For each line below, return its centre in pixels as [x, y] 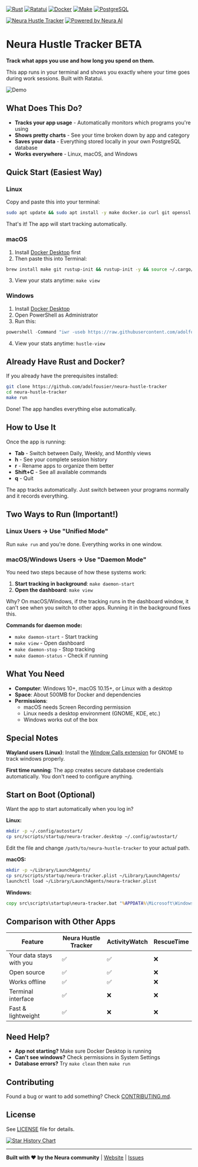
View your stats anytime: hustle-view [60, 343]
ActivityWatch [128, 942]
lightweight [24, 1016]
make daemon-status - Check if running [61, 655]
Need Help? [28, 1037]
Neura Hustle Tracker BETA [74, 45]
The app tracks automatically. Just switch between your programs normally [98, 489]
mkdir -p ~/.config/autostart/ [44, 831]
